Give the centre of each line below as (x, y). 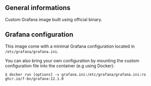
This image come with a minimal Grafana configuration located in (70, 46)
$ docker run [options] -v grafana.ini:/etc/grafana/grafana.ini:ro (75, 74)
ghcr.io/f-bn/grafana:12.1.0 (34, 79)
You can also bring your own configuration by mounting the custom (72, 61)
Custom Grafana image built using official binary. (54, 19)
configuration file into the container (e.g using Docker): (60, 66)
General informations (38, 8)
